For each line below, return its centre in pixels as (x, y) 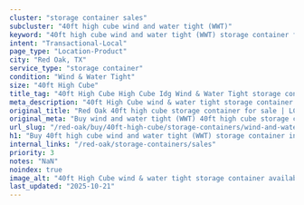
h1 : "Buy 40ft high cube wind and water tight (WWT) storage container (147, 136)
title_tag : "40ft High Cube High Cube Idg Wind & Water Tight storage (145, 93)
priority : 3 (32, 152)
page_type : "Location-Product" (68, 52)
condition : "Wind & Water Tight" (72, 77)
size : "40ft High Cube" (54, 85)
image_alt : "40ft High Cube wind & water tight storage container (137, 178)
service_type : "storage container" (76, 69)
